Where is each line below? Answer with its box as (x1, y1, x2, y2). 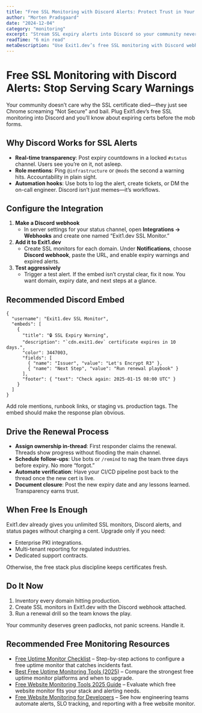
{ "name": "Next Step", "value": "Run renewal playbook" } (28, 366, 179, 372)
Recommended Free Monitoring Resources (6, 639, 170, 649)
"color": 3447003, (22, 350, 69, 356)
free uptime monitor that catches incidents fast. (14, 661, 133, 668)
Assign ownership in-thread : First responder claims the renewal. (14, 443, 177, 450)
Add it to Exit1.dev (14, 239, 61, 246)
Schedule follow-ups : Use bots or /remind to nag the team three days (14, 455, 189, 463)
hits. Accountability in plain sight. (14, 173, 97, 180)
